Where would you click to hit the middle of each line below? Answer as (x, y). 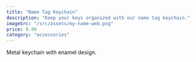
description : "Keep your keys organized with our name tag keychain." (98, 18)
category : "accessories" (38, 35)
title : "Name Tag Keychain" (42, 12)
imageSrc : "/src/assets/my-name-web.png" (60, 23)
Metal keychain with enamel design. (51, 52)
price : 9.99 (21, 29)
